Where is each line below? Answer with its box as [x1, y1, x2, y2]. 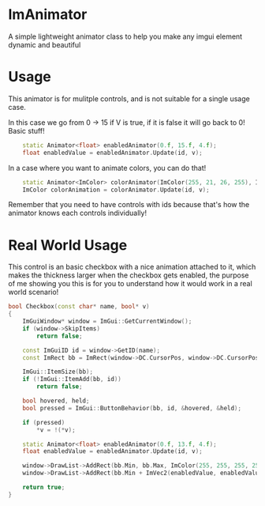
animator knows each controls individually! [8, 208, 147, 218]
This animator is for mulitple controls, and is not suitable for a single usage [8, 93, 250, 104]
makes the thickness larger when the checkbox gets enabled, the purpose [8, 270, 249, 280]
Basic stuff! [8, 126, 45, 135]
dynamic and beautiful [8, 40, 81, 49]
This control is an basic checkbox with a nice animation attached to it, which [8, 262, 256, 272]
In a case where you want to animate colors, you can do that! [8, 163, 207, 172]
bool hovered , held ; [22, 397, 90, 405]
